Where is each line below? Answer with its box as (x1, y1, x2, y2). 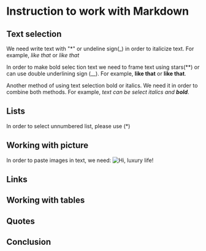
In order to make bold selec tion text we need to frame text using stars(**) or (6, 63, 200, 71)
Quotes (6, 216, 36, 226)
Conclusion (6, 237, 51, 247)
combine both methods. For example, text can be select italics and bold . (6, 88, 189, 96)
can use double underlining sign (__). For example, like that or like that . (6, 70, 186, 77)
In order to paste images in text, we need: (6, 156, 112, 164)
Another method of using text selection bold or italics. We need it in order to (6, 82, 198, 89)
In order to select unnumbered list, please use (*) (6, 122, 131, 129)
